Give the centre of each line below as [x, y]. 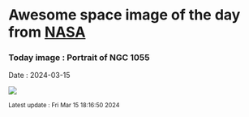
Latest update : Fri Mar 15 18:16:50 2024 [64, 106]
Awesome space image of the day [124, 15]
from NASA [47, 32]
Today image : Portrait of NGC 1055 [79, 58]
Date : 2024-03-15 [39, 76]
